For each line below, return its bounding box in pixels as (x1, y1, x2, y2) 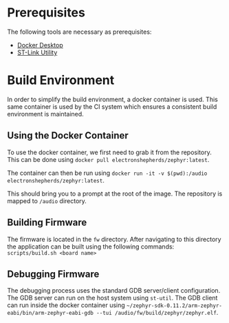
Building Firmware (7, 217, 87, 229)
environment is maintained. (7, 110, 84, 118)
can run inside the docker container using (7, 301, 125, 309)
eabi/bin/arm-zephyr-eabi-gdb (7, 310, 94, 317)
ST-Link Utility (17, 48, 58, 56)
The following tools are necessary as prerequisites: (7, 28, 152, 36)
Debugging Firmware (7, 268, 100, 280)
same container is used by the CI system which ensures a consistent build (7, 102, 217, 111)
